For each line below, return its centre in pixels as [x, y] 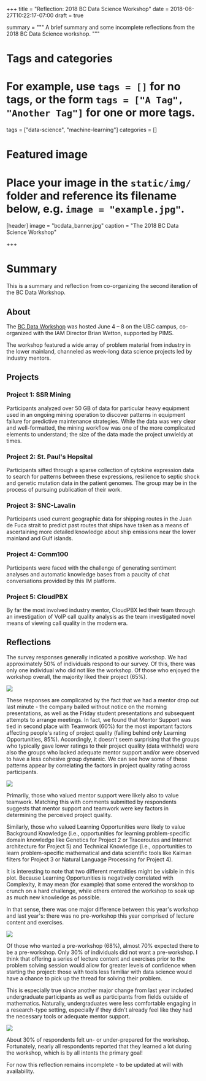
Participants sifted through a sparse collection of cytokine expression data [100, 470]
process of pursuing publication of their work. [64, 489]
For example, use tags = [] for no [93, 87]
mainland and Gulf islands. [40, 538]
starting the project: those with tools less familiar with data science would [99, 972]
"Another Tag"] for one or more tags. [101, 113]
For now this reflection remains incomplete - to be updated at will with [95, 1064]
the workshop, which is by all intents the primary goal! [74, 1053]
